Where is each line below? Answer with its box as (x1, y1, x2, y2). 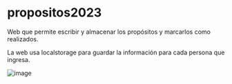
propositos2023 (7, 5, 102, 21)
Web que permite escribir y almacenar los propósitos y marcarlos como (7, 28, 211, 36)
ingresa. (7, 55, 30, 63)
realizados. (7, 34, 39, 43)
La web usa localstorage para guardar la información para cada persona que (7, 48, 225, 56)
